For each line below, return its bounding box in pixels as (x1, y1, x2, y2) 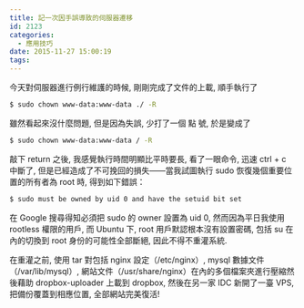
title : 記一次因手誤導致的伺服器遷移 (9, 13, 134, 23)
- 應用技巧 (17, 38, 54, 48)
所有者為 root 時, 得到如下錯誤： (25, 176, 146, 187)
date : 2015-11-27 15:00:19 (9, 47, 112, 56)
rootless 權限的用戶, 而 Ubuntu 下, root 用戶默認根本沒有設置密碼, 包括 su (9, 223, 284, 234)
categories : (9, 30, 55, 39)
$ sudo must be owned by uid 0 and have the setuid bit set (9, 194, 243, 203)
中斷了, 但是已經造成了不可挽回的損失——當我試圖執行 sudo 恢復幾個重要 (9, 165, 285, 176)
